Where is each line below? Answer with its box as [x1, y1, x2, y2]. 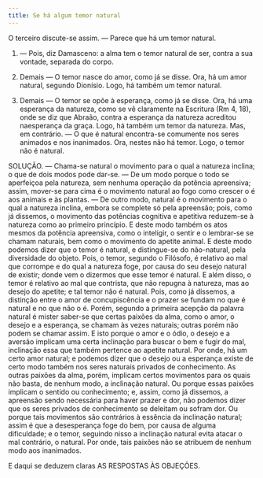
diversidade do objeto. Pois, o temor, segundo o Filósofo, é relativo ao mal [8, 253, 248, 262]
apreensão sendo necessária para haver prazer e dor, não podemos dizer [8, 395, 246, 405]
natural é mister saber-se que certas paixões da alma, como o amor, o [8, 312, 235, 321]
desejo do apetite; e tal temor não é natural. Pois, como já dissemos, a [8, 287, 236, 296]
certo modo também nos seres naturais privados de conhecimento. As [8, 361, 236, 371]
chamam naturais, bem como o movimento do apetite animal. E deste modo [8, 236, 253, 246]
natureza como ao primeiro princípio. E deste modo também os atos [8, 220, 228, 229]
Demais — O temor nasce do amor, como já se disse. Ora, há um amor [19, 72, 247, 81]
